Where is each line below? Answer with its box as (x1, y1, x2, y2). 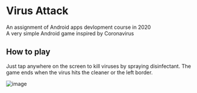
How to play (6, 47, 51, 57)
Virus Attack (6, 4, 69, 18)
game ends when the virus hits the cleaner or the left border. (6, 69, 153, 76)
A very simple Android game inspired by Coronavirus (6, 29, 134, 36)
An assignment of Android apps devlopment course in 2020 (6, 24, 151, 31)
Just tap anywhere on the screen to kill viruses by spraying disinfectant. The (6, 62, 191, 69)
